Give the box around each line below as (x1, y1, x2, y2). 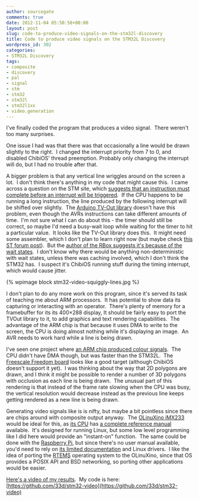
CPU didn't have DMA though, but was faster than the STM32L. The (6, 352, 174, 359)
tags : (6, 58, 20, 64)
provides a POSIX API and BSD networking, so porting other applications (6, 458, 184, 465)
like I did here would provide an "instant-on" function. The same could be (6, 433, 187, 440)
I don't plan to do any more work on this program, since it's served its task (6, 290, 188, 297)
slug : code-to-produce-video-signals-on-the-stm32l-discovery (6, 31, 163, 37)
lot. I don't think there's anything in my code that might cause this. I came (6, 179, 188, 186)
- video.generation (6, 108, 54, 114)
